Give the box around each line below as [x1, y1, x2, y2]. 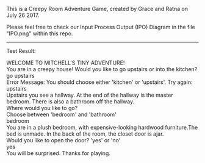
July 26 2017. [6, 12, 40, 19]
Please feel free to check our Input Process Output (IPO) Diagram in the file [6, 24, 195, 30]
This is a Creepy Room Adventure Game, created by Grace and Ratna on [6, 5, 188, 12]
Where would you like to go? [6, 105, 78, 111]
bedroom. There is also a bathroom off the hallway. [6, 98, 135, 105]
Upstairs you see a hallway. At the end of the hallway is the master [6, 91, 173, 99]
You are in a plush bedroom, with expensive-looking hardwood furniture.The [6, 124, 198, 131]
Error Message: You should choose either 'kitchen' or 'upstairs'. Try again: [6, 78, 193, 86]
